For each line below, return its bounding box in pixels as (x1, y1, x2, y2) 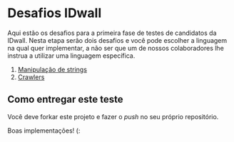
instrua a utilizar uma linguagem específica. (7, 51, 136, 60)
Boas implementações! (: (7, 126, 81, 135)
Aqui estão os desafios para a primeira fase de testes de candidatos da (7, 29, 217, 37)
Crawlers (17, 73, 45, 81)
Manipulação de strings (17, 65, 88, 73)
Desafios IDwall (7, 5, 102, 21)
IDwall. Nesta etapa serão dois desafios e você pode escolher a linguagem (7, 36, 228, 44)
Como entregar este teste (7, 93, 123, 106)
